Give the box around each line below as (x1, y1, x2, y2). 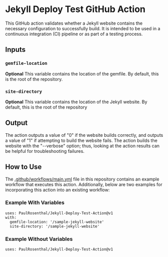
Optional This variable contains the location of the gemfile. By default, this (5, 70, 159, 76)
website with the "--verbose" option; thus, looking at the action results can (5, 142, 159, 149)
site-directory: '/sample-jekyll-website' (10, 224, 100, 229)
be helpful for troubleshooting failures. (5, 148, 85, 154)
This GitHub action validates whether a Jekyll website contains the (5, 20, 143, 26)
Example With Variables (5, 199, 65, 206)
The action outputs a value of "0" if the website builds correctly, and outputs (5, 132, 163, 138)
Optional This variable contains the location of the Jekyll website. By (5, 99, 147, 105)
